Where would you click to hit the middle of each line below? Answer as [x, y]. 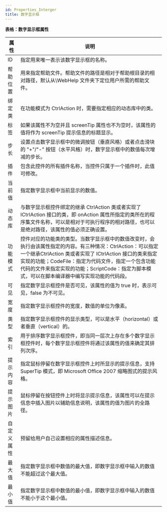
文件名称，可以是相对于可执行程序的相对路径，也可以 [93, 222]
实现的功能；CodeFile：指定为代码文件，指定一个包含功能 [88, 261]
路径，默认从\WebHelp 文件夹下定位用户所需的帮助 [85, 80]
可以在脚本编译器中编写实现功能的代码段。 [80, 276]
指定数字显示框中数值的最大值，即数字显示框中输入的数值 [88, 466]
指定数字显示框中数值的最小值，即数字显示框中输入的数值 [88, 490]
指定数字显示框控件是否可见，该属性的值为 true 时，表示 [86, 285]
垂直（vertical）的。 [49, 326]
